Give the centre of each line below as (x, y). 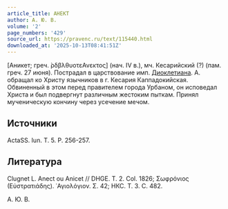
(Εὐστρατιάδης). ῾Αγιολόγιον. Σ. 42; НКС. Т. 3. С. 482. (85, 186)
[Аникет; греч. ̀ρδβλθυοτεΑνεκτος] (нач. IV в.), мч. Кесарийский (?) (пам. (114, 65)
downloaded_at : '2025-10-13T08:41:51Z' (65, 46)
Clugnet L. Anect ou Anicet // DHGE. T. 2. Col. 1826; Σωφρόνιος (98, 178)
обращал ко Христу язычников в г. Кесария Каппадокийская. (98, 80)
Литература (35, 162)
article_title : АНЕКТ (38, 13)
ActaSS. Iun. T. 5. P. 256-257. (49, 140)
